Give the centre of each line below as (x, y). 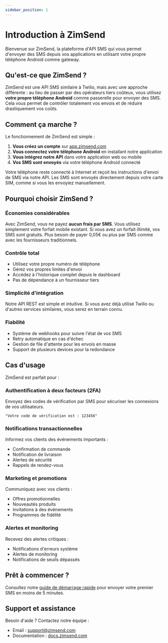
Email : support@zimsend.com (44, 630)
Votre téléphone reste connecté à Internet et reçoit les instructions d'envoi (82, 172)
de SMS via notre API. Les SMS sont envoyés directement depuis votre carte (84, 178)
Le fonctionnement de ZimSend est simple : (50, 137)
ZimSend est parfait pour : (32, 377)
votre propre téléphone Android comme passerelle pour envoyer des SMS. (83, 98)
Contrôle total (22, 253)
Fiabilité (15, 323)
